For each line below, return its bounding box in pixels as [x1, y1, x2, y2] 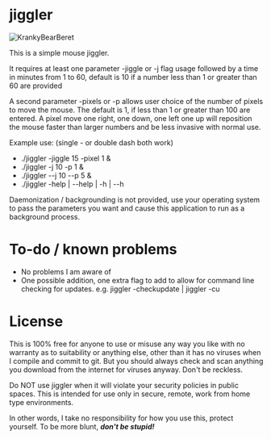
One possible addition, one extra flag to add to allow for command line [20, 275, 255, 285]
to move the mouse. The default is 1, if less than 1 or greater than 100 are [9, 105, 251, 115]
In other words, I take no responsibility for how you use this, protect [9, 413, 234, 423]
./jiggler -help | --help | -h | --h [20, 179, 124, 189]
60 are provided [9, 81, 63, 90]
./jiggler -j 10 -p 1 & [20, 161, 84, 171]
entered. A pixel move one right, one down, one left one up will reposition [9, 113, 252, 123]
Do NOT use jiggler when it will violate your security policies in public [9, 380, 239, 390]
